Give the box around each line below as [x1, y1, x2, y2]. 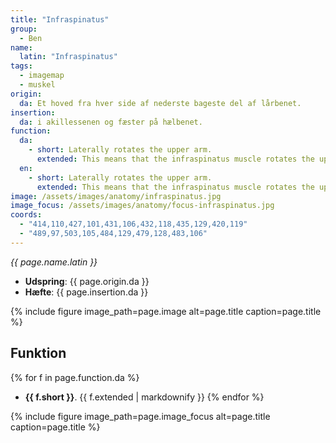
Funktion [10, 345, 67, 362]
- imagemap [19, 71, 65, 81]
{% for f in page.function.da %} [10, 371, 140, 383]
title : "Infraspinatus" [10, 14, 110, 25]
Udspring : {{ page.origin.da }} [24, 275, 150, 287]
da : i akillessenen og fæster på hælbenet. [19, 117, 203, 127]
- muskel [19, 80, 56, 90]
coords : [10, 210, 43, 220]
